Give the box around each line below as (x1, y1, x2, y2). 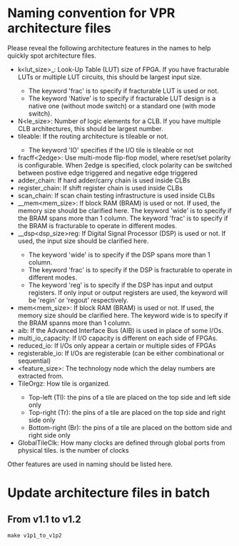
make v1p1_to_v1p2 (7, 532, 62, 539)
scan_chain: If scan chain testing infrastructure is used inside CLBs (17, 191, 215, 200)
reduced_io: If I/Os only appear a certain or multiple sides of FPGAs (17, 341, 216, 350)
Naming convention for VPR (7, 5, 176, 21)
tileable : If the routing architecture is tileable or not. (17, 132, 169, 140)
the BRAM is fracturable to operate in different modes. (17, 221, 177, 230)
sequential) (17, 356, 51, 365)
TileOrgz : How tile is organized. (17, 379, 111, 388)
